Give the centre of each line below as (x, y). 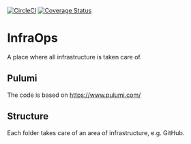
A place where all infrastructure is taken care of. (74, 57)
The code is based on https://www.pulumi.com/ (74, 95)
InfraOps (32, 38)
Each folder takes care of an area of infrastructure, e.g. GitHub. (96, 132)
